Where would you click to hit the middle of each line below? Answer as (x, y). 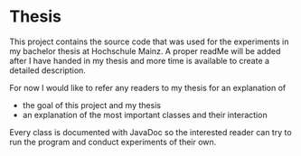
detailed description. (47, 70)
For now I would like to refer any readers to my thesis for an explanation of (148, 87)
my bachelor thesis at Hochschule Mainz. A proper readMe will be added (145, 50)
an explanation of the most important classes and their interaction (145, 115)
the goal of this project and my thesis (91, 105)
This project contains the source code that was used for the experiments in (149, 41)
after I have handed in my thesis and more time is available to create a (139, 60)
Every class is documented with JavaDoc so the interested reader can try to (150, 132)
